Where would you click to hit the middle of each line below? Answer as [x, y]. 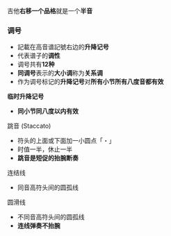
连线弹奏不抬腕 [39, 226]
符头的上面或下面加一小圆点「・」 [66, 141]
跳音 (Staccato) [29, 126]
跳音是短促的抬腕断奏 [48, 158]
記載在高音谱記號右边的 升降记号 [63, 47]
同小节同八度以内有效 [48, 111]
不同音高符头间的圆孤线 [51, 217]
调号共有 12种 [36, 65]
